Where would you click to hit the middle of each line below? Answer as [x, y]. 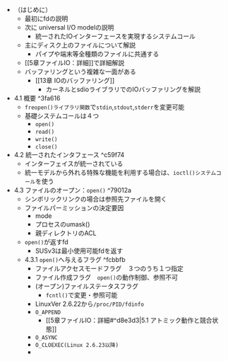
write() [46, 139]
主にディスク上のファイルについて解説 [80, 45]
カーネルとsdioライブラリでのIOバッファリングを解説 [123, 89]
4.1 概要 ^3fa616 [37, 98]
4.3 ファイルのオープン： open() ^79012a [73, 190]
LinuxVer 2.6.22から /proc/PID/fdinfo [90, 304]
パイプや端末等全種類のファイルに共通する [97, 54]
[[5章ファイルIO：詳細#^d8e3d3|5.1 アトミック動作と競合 [129, 320]
